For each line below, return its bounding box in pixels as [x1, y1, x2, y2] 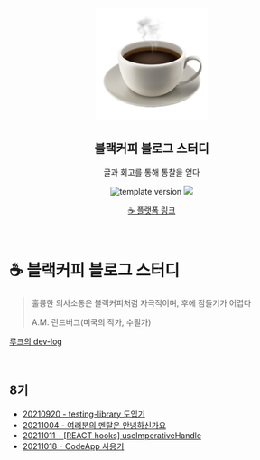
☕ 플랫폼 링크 [127, 205, 176, 216]
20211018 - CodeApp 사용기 [22, 440, 125, 451]
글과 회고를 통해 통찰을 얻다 [103, 167, 200, 177]
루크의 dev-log [9, 336, 63, 347]
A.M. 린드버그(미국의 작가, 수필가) [31, 316, 152, 328]
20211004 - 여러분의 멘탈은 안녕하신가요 [22, 419, 167, 430]
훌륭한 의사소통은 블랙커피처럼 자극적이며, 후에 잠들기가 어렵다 [31, 297, 252, 308]
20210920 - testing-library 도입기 [22, 408, 146, 419]
